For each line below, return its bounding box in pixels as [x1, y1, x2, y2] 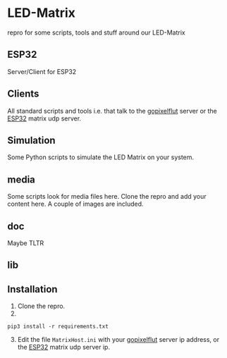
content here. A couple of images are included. [7, 199, 144, 209]
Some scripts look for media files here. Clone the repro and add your [7, 192, 207, 201]
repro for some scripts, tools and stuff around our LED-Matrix [7, 28, 185, 37]
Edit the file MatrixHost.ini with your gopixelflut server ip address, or [17, 335, 220, 344]
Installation [7, 283, 58, 295]
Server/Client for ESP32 [7, 67, 77, 75]
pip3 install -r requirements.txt [7, 323, 109, 331]
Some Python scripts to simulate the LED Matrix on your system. [7, 153, 195, 161]
